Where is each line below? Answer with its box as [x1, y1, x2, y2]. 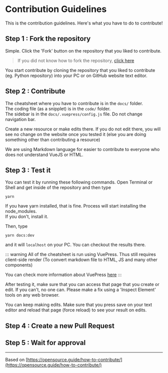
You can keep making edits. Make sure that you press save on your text [5, 301, 152, 308]
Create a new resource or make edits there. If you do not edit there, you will [5, 126, 161, 132]
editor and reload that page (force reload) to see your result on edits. [5, 307, 147, 313]
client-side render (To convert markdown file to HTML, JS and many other [5, 256, 157, 263]
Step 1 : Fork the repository [5, 34, 91, 43]
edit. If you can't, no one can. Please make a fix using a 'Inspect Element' [5, 286, 156, 293]
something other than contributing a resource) [5, 136, 100, 142]
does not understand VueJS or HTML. [5, 151, 83, 157]
